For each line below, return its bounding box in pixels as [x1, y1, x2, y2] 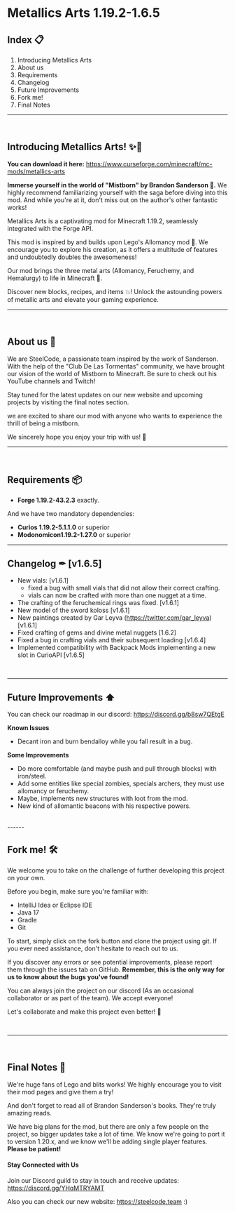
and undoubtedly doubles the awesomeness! [7, 253, 137, 261]
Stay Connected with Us [7, 1160, 79, 1169]
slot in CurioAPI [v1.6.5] [17, 651, 85, 659]
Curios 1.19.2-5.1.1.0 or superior [17, 523, 110, 531]
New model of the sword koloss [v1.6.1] [17, 606, 130, 615]
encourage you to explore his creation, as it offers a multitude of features [7, 245, 218, 253]
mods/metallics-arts [7, 167, 65, 175]
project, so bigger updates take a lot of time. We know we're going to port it [7, 1129, 225, 1138]
